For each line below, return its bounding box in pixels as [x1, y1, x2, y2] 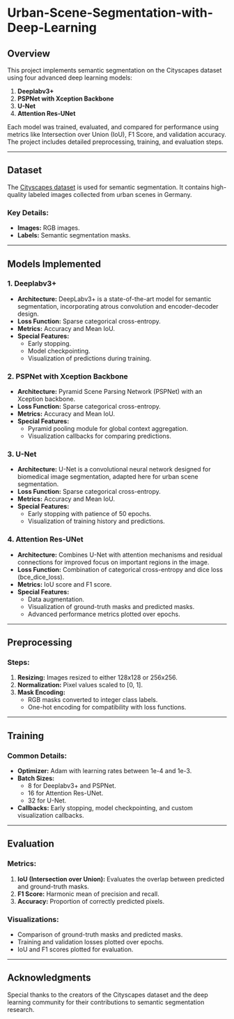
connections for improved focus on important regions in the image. [17, 557, 210, 566]
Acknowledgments [7, 972, 92, 984]
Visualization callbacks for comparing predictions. [27, 432, 172, 441]
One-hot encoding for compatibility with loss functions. [27, 703, 187, 712]
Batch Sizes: [17, 774, 55, 783]
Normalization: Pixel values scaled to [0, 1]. [17, 681, 143, 689]
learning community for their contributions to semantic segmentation [7, 997, 205, 1006]
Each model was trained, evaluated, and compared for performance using [7, 123, 219, 131]
